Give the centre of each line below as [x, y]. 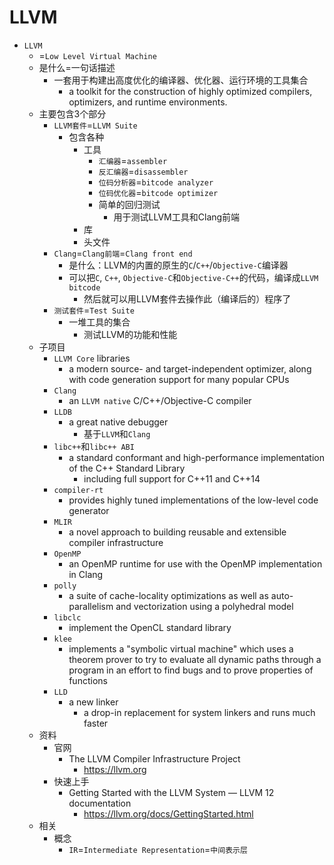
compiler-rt [78, 490]
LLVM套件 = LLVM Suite [95, 125]
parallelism [91, 606]
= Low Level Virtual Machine [97, 55]
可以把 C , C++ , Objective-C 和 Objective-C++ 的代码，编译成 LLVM [193, 277]
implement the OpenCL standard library [150, 627]
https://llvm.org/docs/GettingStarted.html [168, 813]
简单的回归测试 [129, 204]
